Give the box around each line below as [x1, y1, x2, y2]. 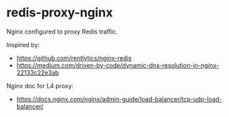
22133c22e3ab [16, 68, 60, 77]
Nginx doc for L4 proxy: [6, 81, 73, 90]
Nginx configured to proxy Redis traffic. [6, 27, 118, 36]
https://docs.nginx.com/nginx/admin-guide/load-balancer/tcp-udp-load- [16, 94, 222, 103]
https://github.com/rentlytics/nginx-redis [16, 53, 132, 62]
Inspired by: [6, 40, 40, 49]
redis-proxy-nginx [6, 5, 113, 21]
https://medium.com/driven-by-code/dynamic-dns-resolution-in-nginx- [16, 61, 219, 69]
